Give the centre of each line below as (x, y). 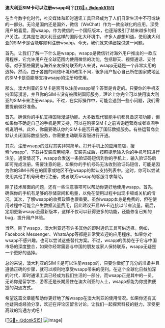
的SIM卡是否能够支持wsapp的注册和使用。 (48, 78)
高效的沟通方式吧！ (25, 310)
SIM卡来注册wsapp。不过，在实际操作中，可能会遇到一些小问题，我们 (84, 100)
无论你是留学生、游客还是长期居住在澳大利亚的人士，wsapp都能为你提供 (79, 281)
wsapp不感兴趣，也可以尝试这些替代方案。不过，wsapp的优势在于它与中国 (81, 240)
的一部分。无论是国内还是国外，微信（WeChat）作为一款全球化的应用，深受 (82, 24)
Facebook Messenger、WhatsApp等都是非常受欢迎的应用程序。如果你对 (79, 234)
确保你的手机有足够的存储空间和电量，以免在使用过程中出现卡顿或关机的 (78, 193)
